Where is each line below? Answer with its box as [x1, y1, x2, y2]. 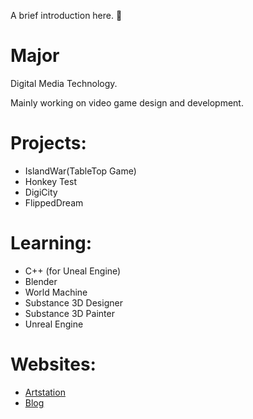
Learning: [10, 232, 93, 255]
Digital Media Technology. [10, 77, 118, 89]
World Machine [24, 286, 88, 298]
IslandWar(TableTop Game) [24, 165, 137, 177]
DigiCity [24, 186, 58, 198]
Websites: [10, 353, 97, 375]
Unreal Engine [24, 318, 84, 330]
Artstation [24, 386, 66, 398]
